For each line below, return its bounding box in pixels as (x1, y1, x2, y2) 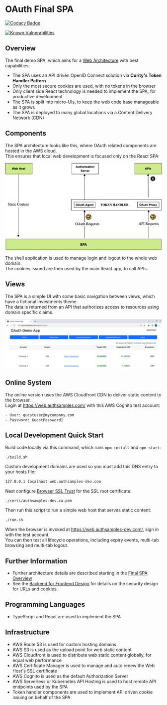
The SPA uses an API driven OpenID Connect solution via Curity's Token (12, 72, 162, 78)
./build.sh (5, 455, 28, 460)
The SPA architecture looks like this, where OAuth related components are (5, 142, 157, 148)
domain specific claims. (5, 309, 54, 315)
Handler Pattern (12, 77, 46, 83)
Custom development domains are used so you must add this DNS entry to (5, 464, 158, 470)
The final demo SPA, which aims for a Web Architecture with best (5, 57, 139, 63)
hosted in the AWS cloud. (5, 148, 57, 154)
